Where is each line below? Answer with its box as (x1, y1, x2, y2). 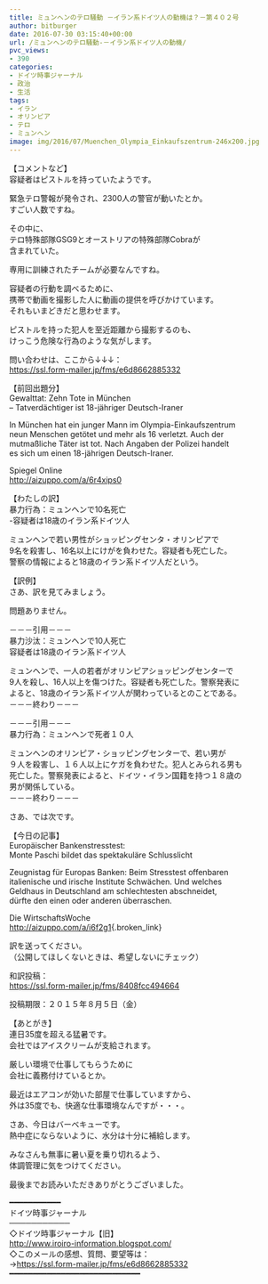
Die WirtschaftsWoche (9, 912, 91, 922)
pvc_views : (9, 46, 50, 55)
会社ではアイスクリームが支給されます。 (9, 1039, 156, 1051)
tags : (9, 95, 29, 105)
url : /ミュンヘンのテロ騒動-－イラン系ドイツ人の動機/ (9, 37, 186, 47)
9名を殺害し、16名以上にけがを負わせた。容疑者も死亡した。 (9, 545, 233, 556)
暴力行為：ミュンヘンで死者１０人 (9, 728, 134, 739)
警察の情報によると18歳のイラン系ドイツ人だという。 (9, 556, 204, 566)
